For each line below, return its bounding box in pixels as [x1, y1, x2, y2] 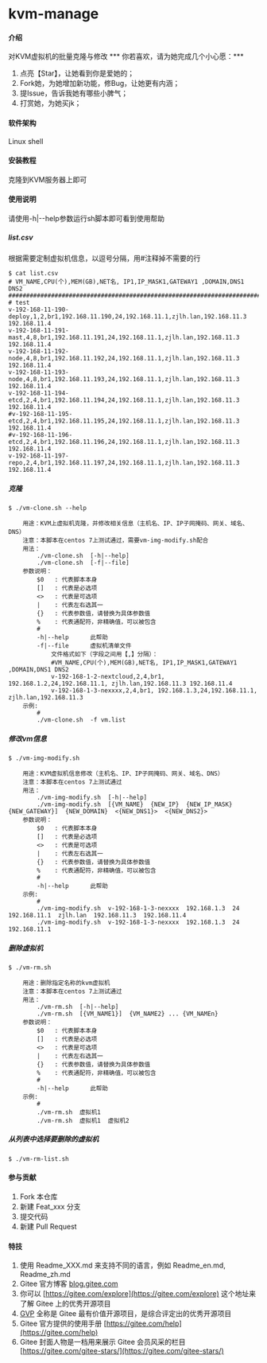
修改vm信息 [8, 734, 48, 743]
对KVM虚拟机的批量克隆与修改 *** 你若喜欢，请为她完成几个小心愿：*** [8, 52, 244, 61]
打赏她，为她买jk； [19, 99, 82, 108]
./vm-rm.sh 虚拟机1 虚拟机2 [37, 1116, 130, 1124]
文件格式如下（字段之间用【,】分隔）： [50, 650, 159, 658]
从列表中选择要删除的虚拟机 [8, 1135, 99, 1144]
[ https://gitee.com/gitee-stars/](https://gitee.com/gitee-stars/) [19, 1346, 224, 1356]
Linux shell [8, 136, 44, 146]
